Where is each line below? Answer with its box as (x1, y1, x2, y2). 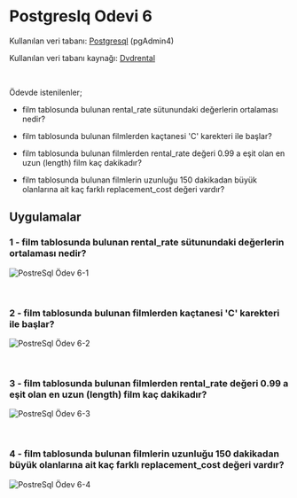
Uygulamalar (9, 210, 82, 225)
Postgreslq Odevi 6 (9, 6, 152, 27)
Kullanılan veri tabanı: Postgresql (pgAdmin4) (9, 35, 175, 46)
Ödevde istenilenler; (9, 87, 82, 97)
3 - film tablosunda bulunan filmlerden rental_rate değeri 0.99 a (9, 377, 289, 389)
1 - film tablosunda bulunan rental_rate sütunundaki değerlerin (9, 237, 285, 249)
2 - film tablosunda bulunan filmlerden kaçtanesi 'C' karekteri (9, 307, 280, 319)
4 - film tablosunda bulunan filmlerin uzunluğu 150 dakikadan (9, 447, 279, 460)
